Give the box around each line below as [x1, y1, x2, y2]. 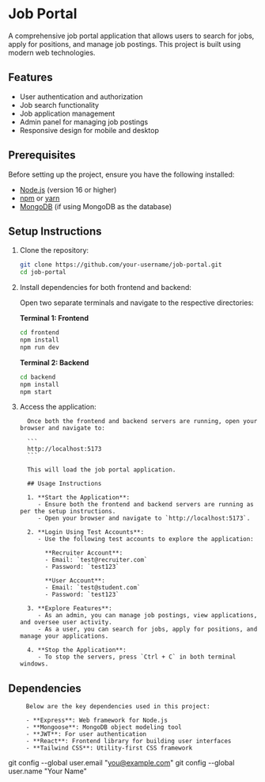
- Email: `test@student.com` [44, 584, 141, 592]
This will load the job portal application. [27, 466, 176, 474]
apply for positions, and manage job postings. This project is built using [8, 39, 241, 48]
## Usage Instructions [27, 480, 102, 488]
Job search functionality [19, 100, 100, 109]
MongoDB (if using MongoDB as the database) [19, 201, 172, 211]
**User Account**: [44, 577, 105, 585]
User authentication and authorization [19, 92, 144, 101]
